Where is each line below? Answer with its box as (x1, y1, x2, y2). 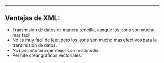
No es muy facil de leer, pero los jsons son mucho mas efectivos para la (12, 37, 157, 43)
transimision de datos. (12, 42, 57, 48)
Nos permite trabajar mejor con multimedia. (12, 47, 100, 53)
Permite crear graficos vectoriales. (12, 52, 82, 58)
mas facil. (12, 32, 32, 38)
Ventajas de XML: (5, 14, 60, 22)
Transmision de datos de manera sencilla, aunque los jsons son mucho (12, 27, 155, 33)
